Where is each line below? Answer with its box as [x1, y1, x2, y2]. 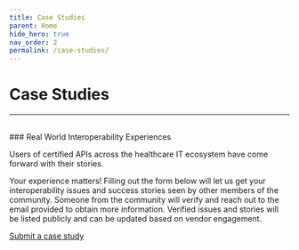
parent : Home [9, 21, 58, 30]
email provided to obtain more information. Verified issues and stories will [9, 204, 279, 214]
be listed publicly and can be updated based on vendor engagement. [9, 214, 263, 224]
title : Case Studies [9, 12, 86, 22]
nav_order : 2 [9, 37, 58, 47]
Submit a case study [9, 230, 85, 241]
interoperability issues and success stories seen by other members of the [9, 185, 279, 196]
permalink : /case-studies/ [9, 46, 109, 55]
